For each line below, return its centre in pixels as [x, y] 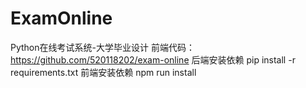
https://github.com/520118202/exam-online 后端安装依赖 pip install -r [153, 59]
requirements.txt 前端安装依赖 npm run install [103, 72]
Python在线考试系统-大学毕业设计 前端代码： [102, 47]
